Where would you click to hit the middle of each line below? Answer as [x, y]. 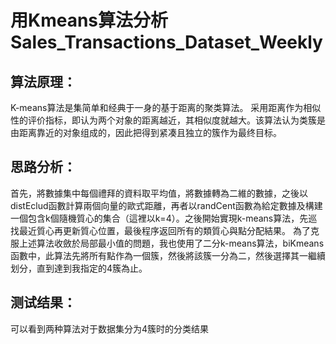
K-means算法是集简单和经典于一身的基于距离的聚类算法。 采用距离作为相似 [166, 107]
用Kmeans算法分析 [89, 20]
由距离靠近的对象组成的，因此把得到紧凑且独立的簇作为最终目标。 [146, 132]
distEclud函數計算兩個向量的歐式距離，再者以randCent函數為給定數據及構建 [166, 205]
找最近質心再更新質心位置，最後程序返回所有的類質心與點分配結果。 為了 [160, 230]
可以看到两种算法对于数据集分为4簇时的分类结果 [110, 328]
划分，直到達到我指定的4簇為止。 [79, 268]
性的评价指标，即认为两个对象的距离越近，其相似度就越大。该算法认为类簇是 [168, 120]
